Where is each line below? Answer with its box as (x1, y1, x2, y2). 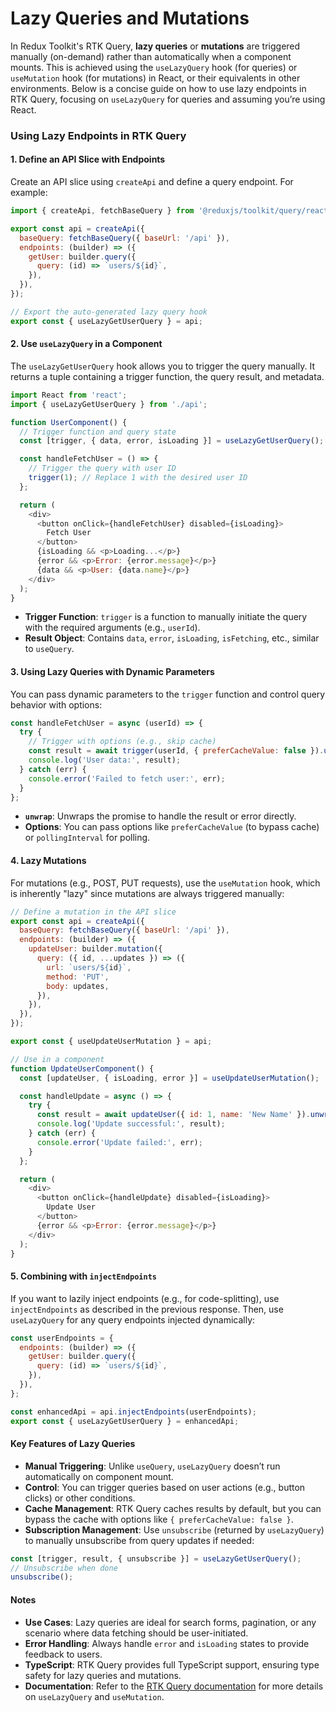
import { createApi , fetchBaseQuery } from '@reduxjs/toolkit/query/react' (10, 206, 333, 216)
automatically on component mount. (24, 1470, 174, 1482)
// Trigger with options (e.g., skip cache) (28, 737, 217, 747)
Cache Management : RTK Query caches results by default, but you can (24, 1502, 322, 1514)
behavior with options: (10, 698, 103, 711)
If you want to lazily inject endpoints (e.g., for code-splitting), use (10, 1292, 280, 1304)
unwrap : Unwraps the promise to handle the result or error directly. (24, 810, 297, 822)
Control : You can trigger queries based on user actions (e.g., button (24, 1481, 306, 1493)
